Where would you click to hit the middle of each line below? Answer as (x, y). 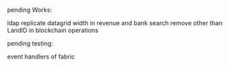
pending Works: (30, 10)
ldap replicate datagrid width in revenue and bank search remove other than (115, 23)
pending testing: (30, 43)
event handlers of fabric (41, 56)
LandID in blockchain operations (53, 30)
